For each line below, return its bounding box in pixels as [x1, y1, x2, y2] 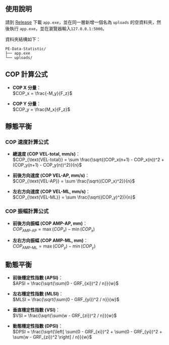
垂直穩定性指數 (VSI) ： [12, 307, 61, 313]
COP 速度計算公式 [5, 138, 49, 145]
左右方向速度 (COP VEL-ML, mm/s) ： [12, 188, 91, 194]
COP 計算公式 [5, 70, 48, 79]
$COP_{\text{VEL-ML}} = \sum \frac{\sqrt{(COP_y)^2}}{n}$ [12, 194, 136, 201]
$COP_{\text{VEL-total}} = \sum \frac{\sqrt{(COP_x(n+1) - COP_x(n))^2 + [12, 157, 164, 163]
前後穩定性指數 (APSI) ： [12, 275, 63, 281]
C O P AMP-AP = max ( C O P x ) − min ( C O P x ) [12, 226, 95, 233]
